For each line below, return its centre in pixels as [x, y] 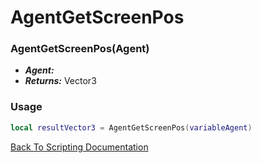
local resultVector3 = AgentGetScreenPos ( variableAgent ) [131, 127]
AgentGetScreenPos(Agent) [80, 49]
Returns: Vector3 [60, 81]
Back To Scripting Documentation [79, 147]
